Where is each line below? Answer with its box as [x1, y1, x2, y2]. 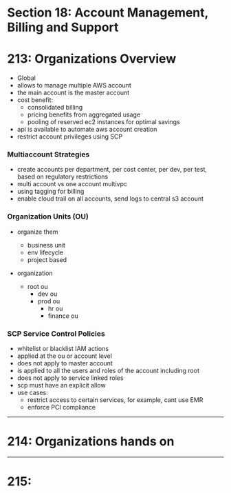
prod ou [37, 296, 60, 305]
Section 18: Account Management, [7, 5, 208, 21]
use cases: [16, 388, 48, 397]
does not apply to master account [16, 359, 113, 368]
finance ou [47, 312, 78, 320]
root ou [27, 282, 48, 290]
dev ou [37, 290, 58, 298]
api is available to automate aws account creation [16, 125, 157, 134]
